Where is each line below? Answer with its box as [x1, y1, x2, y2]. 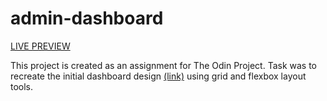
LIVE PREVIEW [10, 40, 71, 52]
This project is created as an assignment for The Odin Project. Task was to [10, 59, 318, 71]
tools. [10, 80, 34, 92]
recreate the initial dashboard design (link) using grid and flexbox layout [10, 70, 307, 82]
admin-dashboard [10, 7, 164, 30]
